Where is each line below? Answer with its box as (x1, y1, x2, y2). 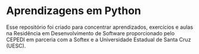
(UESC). (6, 42, 26, 49)
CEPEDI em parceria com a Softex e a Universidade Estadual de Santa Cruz (6, 36, 191, 43)
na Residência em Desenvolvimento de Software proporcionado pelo (6, 29, 175, 36)
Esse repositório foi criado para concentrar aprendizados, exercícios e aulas (6, 23, 194, 31)
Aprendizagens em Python (6, 4, 141, 18)
